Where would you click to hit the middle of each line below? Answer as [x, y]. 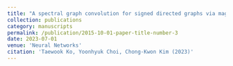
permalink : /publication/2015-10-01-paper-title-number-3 [93, 33]
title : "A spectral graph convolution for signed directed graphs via [111, 13]
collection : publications [44, 20]
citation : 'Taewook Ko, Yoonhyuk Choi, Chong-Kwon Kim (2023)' [101, 52]
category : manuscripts [40, 26]
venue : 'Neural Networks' [44, 45]
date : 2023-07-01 [32, 39]
